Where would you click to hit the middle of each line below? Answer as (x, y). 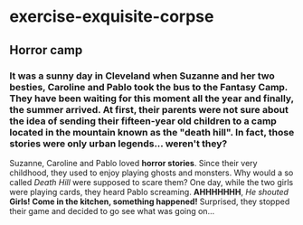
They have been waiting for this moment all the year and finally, (151, 98)
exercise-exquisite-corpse (112, 17)
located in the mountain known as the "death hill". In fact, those (152, 132)
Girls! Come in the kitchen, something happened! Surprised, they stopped (150, 202)
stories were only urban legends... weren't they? (118, 144)
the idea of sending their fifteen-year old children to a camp (143, 121)
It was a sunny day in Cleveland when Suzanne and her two (142, 76)
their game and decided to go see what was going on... (112, 211)
